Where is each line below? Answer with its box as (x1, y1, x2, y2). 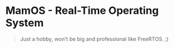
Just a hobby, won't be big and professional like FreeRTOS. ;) (19, 35, 169, 42)
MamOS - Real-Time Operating (5, 4, 159, 17)
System (5, 16, 44, 29)
